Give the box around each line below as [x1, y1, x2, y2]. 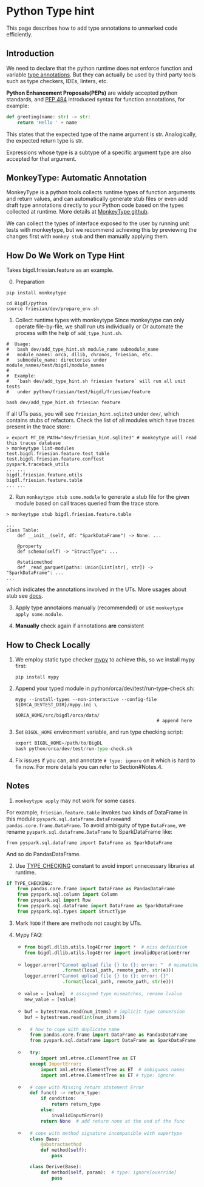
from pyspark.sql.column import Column [17, 891, 118, 898]
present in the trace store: [6, 423, 71, 430]
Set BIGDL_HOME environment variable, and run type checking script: [15, 728, 183, 736]
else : [40, 1107, 55, 1113]
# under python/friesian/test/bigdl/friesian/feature [6, 389, 151, 395]
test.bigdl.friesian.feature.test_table [6, 451, 110, 457]
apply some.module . [15, 610, 64, 618]
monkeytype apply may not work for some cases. [15, 797, 137, 804]
